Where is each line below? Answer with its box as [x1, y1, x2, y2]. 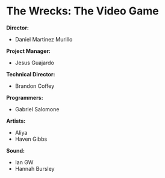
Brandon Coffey [14, 82, 55, 90]
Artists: [6, 117, 26, 124]
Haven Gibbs [14, 135, 48, 143]
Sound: [6, 147, 25, 154]
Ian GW [14, 158, 34, 166]
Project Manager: [6, 47, 51, 55]
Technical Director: [6, 70, 55, 78]
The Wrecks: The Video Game [6, 4, 159, 18]
